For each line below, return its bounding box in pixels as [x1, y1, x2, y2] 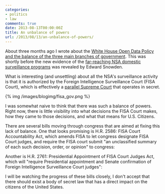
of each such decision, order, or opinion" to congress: [5, 144, 115, 150]
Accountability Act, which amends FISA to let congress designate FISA [5, 133, 149, 139]
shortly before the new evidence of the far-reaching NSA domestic [5, 59, 141, 65]
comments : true [5, 21, 37, 26]
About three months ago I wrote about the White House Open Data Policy [5, 48, 154, 54]
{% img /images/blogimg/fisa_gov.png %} [5, 93, 90, 99]
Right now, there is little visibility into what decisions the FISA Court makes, [5, 108, 158, 114]
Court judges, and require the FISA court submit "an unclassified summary [5, 138, 157, 144]
